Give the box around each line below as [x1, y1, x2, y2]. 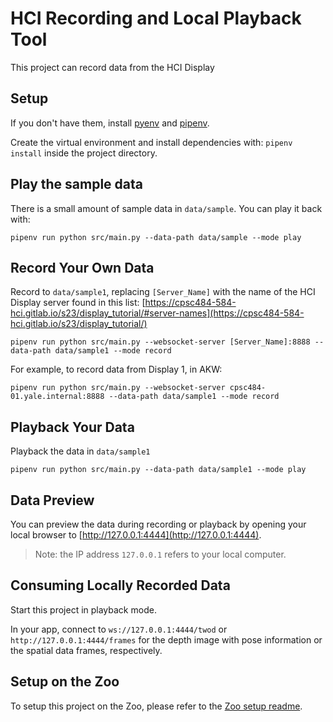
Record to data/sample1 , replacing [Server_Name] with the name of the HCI [10, 286, 316, 298]
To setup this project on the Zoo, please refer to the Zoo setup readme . [10, 700, 303, 712]
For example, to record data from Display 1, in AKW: [10, 363, 223, 376]
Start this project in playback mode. [10, 603, 157, 616]
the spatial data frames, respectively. [10, 644, 163, 656]
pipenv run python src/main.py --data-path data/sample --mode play [10, 232, 302, 242]
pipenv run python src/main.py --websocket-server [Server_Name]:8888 [10, 337, 311, 347]
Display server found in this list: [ [10, 297, 146, 309]
